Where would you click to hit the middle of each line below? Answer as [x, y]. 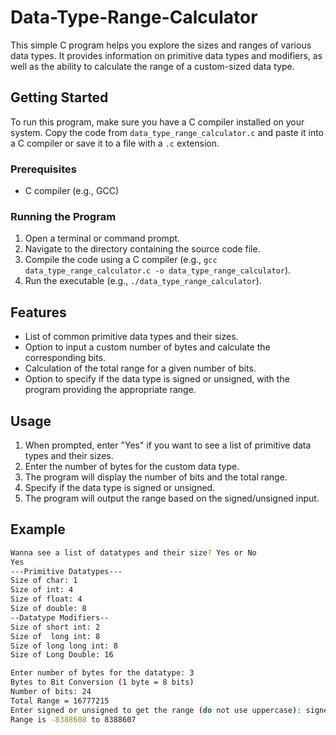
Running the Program [63, 216]
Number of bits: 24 [51, 692]
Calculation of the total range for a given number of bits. [140, 368]
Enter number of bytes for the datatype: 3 [102, 673]
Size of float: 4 [46, 599]
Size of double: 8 [48, 609]
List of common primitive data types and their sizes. [131, 337]
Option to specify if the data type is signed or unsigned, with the [157, 379]
